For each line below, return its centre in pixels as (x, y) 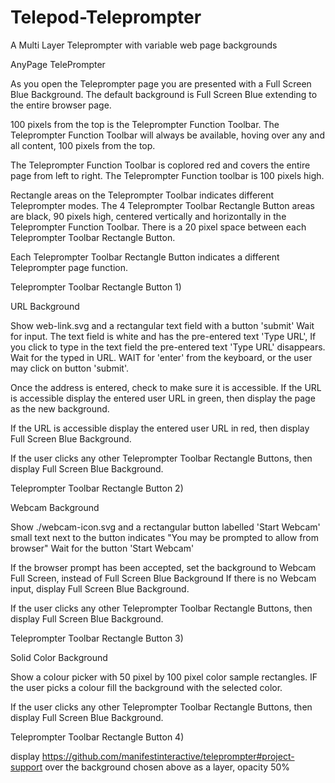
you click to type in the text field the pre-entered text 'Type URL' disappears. (168, 347)
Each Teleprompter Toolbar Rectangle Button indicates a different (145, 257)
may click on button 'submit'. (69, 368)
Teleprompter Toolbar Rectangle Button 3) (97, 638)
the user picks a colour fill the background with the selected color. (146, 687)
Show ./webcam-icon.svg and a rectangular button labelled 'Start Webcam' (165, 527)
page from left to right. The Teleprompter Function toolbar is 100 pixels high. (167, 175)
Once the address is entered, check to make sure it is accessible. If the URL (166, 387)
